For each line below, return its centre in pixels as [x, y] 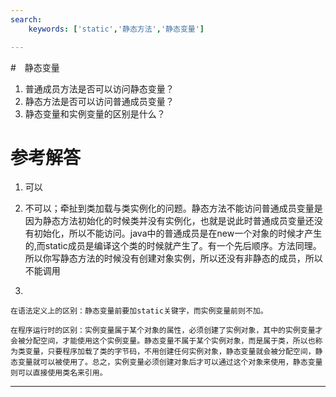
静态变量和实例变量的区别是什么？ [95, 113]
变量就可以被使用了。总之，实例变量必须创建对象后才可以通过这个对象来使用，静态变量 [170, 362]
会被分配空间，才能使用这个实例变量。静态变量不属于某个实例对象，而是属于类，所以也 [163, 341]
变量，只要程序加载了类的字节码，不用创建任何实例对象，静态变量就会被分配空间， [170, 352]
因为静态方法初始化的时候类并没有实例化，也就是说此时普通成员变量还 [169, 221]
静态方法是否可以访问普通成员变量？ [99, 101]
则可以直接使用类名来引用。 [59, 373]
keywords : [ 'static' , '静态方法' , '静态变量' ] [116, 29]
